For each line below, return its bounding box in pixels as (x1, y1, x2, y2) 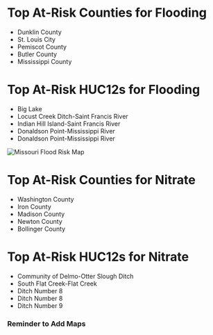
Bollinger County (17, 224, 66, 233)
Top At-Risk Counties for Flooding (7, 5, 207, 21)
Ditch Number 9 (17, 301, 63, 310)
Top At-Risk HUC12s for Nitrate (7, 249, 189, 265)
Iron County (17, 202, 52, 211)
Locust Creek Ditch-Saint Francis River (17, 112, 128, 120)
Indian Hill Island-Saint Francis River (17, 120, 121, 128)
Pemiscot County (17, 42, 67, 51)
